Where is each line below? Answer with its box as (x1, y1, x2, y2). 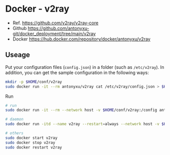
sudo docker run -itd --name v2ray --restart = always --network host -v (5, 122, 159, 127)
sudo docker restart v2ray (5, 145, 62, 150)
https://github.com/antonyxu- (27, 25, 90, 31)
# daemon (5, 117, 24, 122)
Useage (5, 51, 30, 59)
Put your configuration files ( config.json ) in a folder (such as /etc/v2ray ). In (5, 64, 164, 70)
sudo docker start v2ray (5, 135, 58, 140)
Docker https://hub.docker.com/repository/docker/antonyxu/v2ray (12, 36, 151, 42)
